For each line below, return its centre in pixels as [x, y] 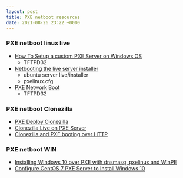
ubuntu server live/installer [56, 75]
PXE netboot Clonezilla [40, 108]
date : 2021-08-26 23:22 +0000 [43, 22]
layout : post [22, 11]
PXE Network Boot [37, 87]
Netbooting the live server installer [56, 68]
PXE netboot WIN [31, 149]
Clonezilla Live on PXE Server [50, 128]
